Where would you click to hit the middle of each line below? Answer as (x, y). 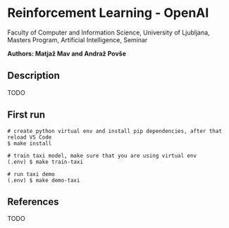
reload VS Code (30, 137)
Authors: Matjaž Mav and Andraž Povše (67, 53)
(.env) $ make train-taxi (45, 162)
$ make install (30, 143)
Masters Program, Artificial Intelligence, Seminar (78, 39)
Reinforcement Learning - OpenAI (108, 13)
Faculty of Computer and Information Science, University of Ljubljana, (109, 32)
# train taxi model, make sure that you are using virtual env (102, 156)
